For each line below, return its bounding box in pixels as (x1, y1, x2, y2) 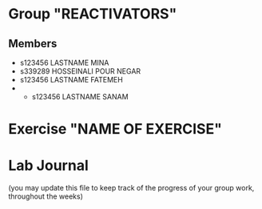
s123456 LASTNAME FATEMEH (19, 75, 124, 84)
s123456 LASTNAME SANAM (31, 92, 129, 101)
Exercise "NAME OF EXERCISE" (8, 120, 222, 139)
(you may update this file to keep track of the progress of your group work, (8, 183, 255, 193)
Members (8, 37, 58, 50)
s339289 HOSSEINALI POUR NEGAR (19, 66, 141, 76)
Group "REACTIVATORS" (8, 5, 177, 23)
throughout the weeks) (8, 191, 84, 201)
